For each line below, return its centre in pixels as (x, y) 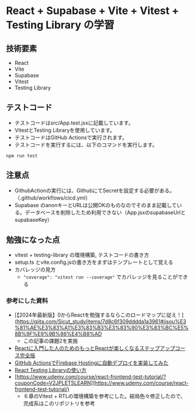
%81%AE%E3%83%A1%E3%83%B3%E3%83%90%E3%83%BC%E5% (101, 327)
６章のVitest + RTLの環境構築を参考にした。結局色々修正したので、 (104, 396)
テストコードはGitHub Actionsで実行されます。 (71, 137)
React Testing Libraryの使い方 (50, 370)
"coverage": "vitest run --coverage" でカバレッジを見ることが (100, 277)
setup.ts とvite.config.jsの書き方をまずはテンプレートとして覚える (94, 262)
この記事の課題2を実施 (51, 341)
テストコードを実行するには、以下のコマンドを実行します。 (86, 145)
